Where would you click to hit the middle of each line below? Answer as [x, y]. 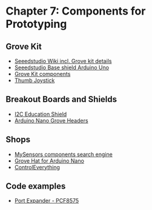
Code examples [36, 186]
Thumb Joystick [35, 80]
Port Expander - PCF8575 [47, 201]
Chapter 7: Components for [76, 11]
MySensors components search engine [63, 154]
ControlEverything [37, 167]
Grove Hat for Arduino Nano [49, 161]
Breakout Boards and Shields [61, 99]
